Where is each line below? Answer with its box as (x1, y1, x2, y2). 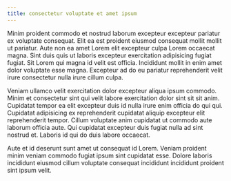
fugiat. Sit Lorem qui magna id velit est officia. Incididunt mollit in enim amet (7, 58, 223, 66)
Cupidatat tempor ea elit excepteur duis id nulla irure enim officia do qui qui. (7, 101, 223, 109)
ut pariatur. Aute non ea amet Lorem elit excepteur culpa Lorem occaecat (7, 44, 215, 52)
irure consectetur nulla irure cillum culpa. (7, 73, 124, 82)
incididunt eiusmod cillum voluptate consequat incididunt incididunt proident (7, 158, 224, 166)
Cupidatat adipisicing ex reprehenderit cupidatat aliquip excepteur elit (7, 108, 205, 117)
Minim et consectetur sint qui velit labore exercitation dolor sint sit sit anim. (7, 94, 220, 102)
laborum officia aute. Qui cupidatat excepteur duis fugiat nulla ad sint (7, 123, 203, 131)
